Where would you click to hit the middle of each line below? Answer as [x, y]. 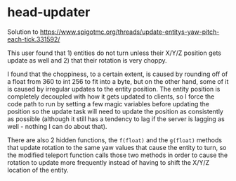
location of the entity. [38, 170]
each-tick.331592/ [34, 39]
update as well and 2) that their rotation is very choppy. [87, 60]
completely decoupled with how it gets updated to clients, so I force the [111, 96]
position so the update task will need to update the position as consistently [115, 111]
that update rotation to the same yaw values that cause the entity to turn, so [117, 147]
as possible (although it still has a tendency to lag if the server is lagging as [116, 119]
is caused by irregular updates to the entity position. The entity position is [114, 89]
